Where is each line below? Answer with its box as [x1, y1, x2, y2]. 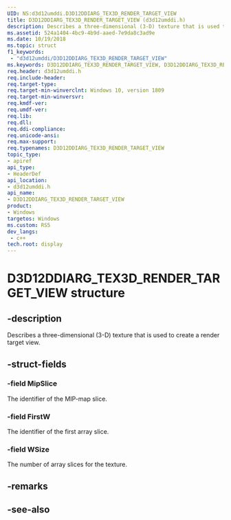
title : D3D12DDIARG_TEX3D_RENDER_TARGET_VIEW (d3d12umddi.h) [7, 17, 186, 23]
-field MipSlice [7, 379, 58, 388]
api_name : [7, 190, 36, 197]
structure [70, 286, 126, 301]
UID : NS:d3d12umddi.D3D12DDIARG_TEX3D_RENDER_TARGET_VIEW [7, 10, 177, 17]
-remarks [7, 480, 48, 492]
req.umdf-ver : [7, 106, 48, 113]
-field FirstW [7, 412, 50, 421]
